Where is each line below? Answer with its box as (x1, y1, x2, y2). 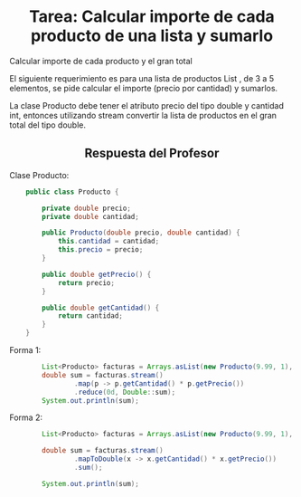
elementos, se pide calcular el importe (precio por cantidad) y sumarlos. (9, 82, 278, 93)
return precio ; (57, 278, 116, 287)
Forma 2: (9, 412, 43, 423)
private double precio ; (42, 204, 131, 213)
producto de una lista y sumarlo (30, 25, 274, 46)
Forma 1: (9, 345, 42, 355)
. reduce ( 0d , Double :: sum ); (73, 387, 176, 397)
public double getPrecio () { (42, 270, 152, 279)
